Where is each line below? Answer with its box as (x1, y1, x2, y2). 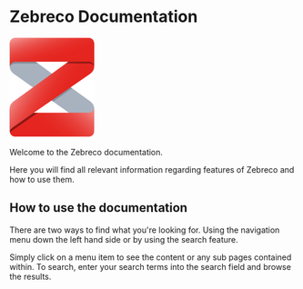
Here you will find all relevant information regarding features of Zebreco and (9, 164, 295, 174)
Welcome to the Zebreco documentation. (9, 146, 164, 157)
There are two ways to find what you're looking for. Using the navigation (9, 224, 280, 235)
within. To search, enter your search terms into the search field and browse (9, 261, 291, 272)
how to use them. (9, 174, 75, 184)
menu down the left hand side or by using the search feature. (9, 234, 238, 244)
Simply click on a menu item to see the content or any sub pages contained (9, 252, 292, 263)
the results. (9, 271, 52, 282)
